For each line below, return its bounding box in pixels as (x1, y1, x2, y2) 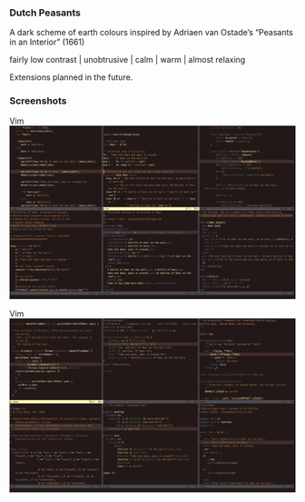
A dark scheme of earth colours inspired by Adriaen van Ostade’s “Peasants (9, 27, 293, 38)
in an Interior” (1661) (9, 36, 85, 47)
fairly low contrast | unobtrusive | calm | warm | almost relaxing (9, 55, 246, 65)
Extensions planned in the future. (9, 72, 133, 83)
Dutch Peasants (9, 6, 82, 19)
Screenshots (9, 95, 67, 107)
